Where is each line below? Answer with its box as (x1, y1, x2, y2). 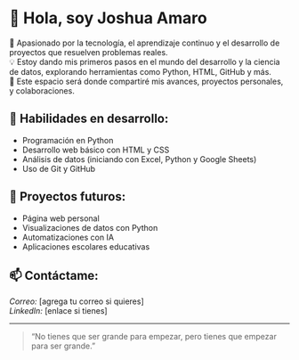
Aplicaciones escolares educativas (21, 241, 150, 252)
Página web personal (21, 213, 100, 224)
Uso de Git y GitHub (21, 163, 96, 174)
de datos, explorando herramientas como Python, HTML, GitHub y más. (9, 66, 271, 77)
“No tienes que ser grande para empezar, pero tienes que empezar (30, 331, 278, 342)
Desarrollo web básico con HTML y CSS (21, 144, 170, 155)
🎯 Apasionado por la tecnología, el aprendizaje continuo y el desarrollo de (9, 37, 280, 48)
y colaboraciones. (9, 85, 76, 96)
